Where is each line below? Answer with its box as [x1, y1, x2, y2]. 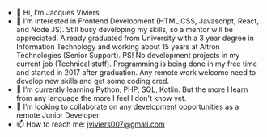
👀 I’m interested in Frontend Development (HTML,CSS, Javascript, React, [15, 16, 259, 26]
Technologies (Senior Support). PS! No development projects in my [15, 51, 240, 60]
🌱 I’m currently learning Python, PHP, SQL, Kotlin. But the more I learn [15, 85, 248, 94]
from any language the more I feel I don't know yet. [15, 93, 187, 102]
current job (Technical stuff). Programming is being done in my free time [15, 59, 257, 68]
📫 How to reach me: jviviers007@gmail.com [15, 119, 166, 129]
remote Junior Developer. [15, 110, 101, 120]
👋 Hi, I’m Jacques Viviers [15, 8, 100, 17]
